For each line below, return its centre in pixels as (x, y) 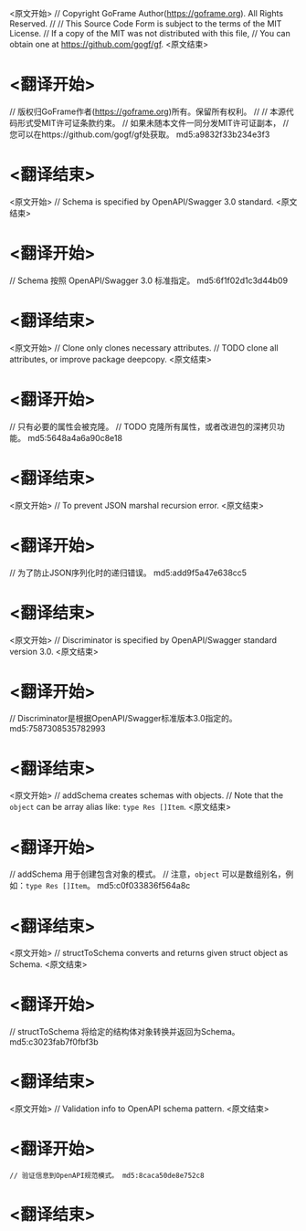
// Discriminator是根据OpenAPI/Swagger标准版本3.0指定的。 (123, 719)
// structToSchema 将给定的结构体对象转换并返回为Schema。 (125, 1032)
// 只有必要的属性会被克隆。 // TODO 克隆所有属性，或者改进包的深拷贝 (143, 426)
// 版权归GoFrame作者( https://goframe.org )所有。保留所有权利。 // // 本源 (148, 111)
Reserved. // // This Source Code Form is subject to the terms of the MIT (146, 24)
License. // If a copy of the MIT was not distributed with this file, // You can (150, 33)
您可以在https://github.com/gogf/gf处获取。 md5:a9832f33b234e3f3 (140, 134)
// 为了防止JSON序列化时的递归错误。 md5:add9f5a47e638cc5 (128, 573)
